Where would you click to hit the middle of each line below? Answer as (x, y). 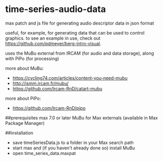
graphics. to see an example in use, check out (53, 38)
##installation (19, 133)
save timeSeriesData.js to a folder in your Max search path (73, 142)
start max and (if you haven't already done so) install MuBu (74, 148)
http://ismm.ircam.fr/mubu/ (40, 83)
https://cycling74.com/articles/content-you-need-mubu (70, 78)
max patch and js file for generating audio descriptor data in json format (80, 23)
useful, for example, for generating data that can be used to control (75, 33)
